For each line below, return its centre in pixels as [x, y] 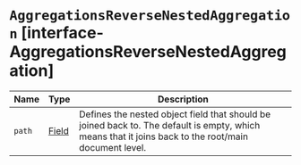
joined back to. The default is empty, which [170, 125]
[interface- [63, 33]
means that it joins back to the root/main [164, 136]
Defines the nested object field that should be [175, 114]
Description [183, 99]
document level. [112, 147]
